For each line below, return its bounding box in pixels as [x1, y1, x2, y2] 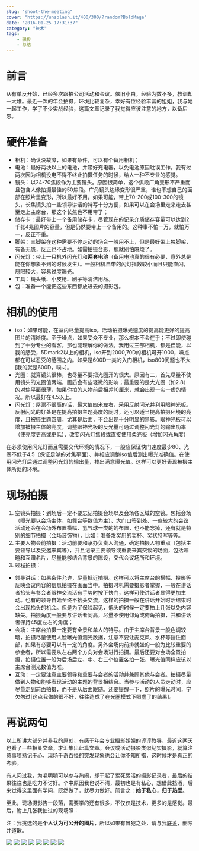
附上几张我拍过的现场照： [16, 806, 79, 814]
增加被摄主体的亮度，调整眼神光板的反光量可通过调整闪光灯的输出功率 [14, 423, 187, 430]
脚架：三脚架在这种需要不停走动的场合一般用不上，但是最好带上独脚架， [14, 238, 191, 245]
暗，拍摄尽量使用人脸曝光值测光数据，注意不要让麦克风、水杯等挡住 [14, 633, 181, 640]
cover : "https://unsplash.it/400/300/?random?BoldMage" [6, 14, 147, 20]
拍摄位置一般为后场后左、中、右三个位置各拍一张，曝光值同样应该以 [25, 655, 191, 663]
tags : [6, 31, 20, 37]
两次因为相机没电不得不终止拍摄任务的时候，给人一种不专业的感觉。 [14, 171, 181, 178]
